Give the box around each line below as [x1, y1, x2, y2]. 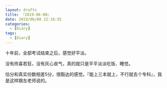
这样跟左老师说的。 [9, 77, 49, 83]
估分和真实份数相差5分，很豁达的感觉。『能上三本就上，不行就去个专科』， [5, 71, 158, 77]
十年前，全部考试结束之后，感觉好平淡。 [5, 50, 89, 56]
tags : [5, 31, 17, 36]
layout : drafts [5, 7, 37, 13]
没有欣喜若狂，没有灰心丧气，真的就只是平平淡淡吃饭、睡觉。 [5, 60, 133, 66]
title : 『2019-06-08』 [5, 12, 51, 17]
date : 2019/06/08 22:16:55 [5, 17, 62, 22]
